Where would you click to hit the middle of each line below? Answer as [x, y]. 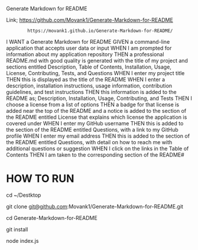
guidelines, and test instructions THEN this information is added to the [91, 92]
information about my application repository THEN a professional [85, 54]
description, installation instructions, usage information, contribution [89, 86]
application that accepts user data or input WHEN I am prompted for [89, 48]
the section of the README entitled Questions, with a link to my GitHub [92, 130]
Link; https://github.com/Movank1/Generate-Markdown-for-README [90, 20]
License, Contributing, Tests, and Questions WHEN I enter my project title [95, 73]
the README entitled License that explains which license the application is [97, 117]
